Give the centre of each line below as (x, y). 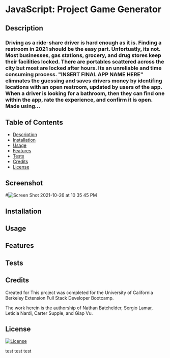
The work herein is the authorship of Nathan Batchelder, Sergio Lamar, (79, 308)
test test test (18, 351)
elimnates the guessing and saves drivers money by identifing (84, 81)
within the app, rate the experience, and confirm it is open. (79, 100)
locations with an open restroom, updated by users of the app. (84, 87)
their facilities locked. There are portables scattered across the (85, 61)
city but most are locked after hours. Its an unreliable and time (83, 68)
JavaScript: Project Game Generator (83, 9)
